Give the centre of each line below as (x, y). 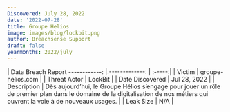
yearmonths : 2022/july (40, 53)
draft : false (26, 46)
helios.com (23, 79)
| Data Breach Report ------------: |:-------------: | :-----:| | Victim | (103, 72)
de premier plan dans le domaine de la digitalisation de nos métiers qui (108, 93)
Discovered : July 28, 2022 (46, 13)
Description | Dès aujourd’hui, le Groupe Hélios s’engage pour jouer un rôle (114, 86)
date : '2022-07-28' (35, 20)
